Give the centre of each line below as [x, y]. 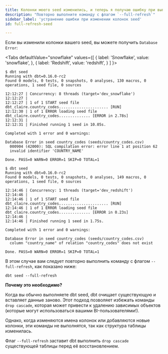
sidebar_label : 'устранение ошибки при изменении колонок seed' [73, 19]
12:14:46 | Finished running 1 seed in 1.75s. [54, 221]
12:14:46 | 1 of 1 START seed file [42, 199]
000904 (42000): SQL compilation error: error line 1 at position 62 [83, 147]
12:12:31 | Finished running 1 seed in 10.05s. [56, 125]
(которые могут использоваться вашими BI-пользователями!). [72, 311]
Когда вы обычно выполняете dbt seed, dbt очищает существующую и [81, 295]
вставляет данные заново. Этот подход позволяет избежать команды [80, 300]
